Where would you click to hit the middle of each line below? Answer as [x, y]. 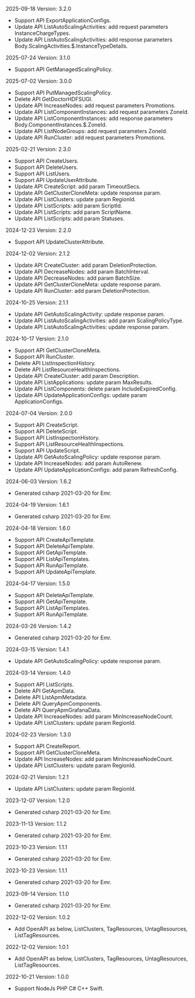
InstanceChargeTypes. [42, 33]
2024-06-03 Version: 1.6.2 [39, 481]
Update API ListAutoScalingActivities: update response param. [92, 327]
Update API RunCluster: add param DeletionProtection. [82, 291]
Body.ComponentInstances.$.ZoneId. [60, 125]
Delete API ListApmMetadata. [51, 697]
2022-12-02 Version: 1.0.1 [37, 947]
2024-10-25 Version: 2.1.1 [37, 303]
